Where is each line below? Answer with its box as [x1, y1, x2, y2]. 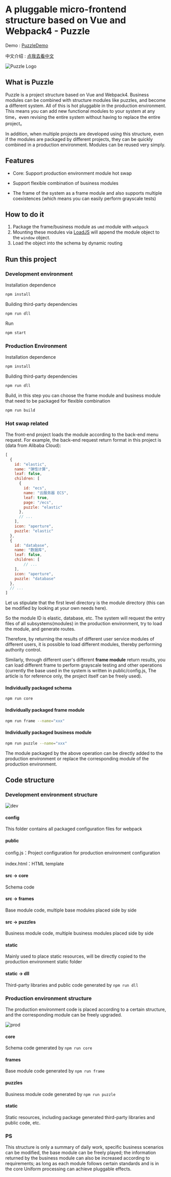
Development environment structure [5, 791, 98, 798]
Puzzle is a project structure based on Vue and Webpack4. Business [5, 91, 149, 98]
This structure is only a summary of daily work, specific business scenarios [5, 1144, 164, 1150]
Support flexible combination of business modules [12, 180, 119, 186]
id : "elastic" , [14, 462, 47, 467]
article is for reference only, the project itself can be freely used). [5, 673, 142, 679]
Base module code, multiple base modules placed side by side [5, 907, 137, 913]
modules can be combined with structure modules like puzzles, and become [5, 97, 166, 103]
